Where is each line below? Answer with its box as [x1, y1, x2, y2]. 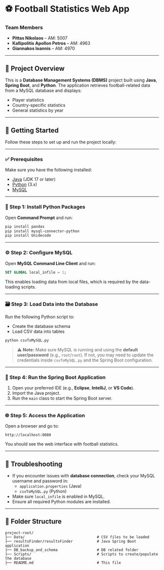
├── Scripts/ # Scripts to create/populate [5, 551, 159, 556]
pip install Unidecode [5, 233, 51, 238]
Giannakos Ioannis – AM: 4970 [12, 45, 75, 51]
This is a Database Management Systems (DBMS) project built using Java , [5, 77, 157, 83]
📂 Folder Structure [5, 517, 62, 526]
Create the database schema [12, 323, 71, 329]
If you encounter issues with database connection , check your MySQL [12, 473, 155, 479]
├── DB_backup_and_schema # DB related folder [5, 547, 139, 552]
